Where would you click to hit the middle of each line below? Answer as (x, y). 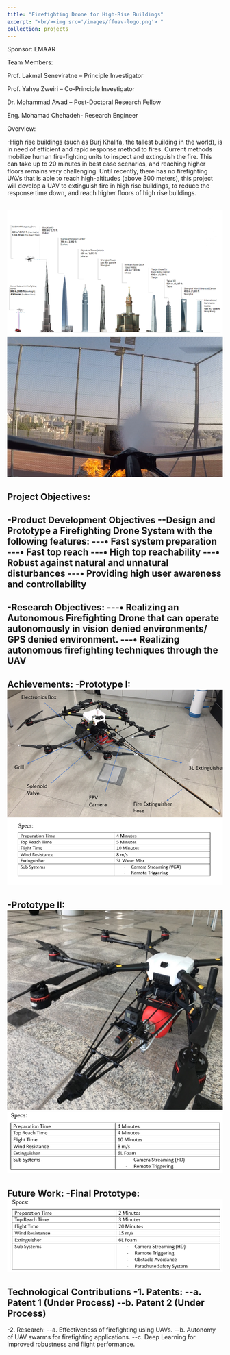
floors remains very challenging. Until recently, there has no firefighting (107, 171)
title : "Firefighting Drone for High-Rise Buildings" (86, 14)
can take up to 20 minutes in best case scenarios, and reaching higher (106, 164)
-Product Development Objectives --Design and (111, 520)
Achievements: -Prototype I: (69, 684)
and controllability (47, 584)
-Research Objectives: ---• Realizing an (93, 607)
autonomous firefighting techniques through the (113, 650)
